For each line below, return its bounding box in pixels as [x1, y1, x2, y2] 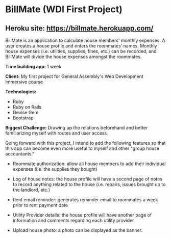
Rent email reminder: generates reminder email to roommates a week [12, 197, 158, 202]
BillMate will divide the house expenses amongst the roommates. [5, 54, 142, 60]
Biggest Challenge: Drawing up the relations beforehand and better [5, 125, 148, 130]
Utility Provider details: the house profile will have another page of [12, 212, 152, 218]
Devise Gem [12, 110, 39, 115]
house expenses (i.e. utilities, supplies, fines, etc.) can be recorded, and [5, 48, 157, 54]
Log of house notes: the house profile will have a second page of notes [12, 176, 162, 182]
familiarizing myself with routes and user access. [5, 130, 108, 136]
